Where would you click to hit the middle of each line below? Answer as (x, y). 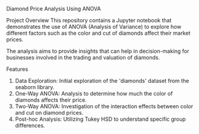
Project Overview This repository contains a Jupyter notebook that (89, 20)
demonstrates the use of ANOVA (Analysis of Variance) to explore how (94, 27)
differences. (30, 125)
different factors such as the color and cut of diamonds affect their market (99, 33)
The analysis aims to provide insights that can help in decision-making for (98, 51)
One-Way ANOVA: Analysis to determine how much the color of (94, 93)
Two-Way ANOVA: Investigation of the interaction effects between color (104, 106)
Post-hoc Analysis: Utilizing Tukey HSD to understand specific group (100, 119)
